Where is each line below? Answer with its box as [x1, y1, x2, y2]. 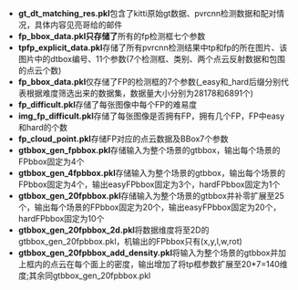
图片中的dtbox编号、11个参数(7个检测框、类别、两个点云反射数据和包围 [17, 54, 285, 64]
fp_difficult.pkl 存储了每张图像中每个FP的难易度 [17, 99, 198, 109]
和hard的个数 [17, 122, 68, 132]
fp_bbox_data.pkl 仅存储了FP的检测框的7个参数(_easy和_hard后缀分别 [17, 77, 281, 87]
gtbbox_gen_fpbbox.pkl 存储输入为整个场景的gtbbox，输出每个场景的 [17, 145, 281, 155]
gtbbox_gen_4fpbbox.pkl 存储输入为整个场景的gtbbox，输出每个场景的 [17, 168, 285, 178]
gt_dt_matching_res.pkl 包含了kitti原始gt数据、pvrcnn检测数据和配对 [17, 8, 277, 18]
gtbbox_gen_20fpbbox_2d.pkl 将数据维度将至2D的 [17, 224, 210, 235]
